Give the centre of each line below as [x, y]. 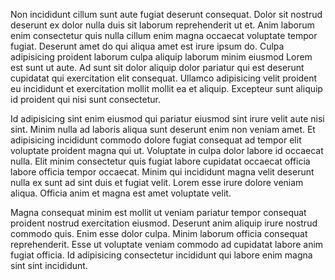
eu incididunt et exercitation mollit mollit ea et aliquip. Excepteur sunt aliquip [166, 88]
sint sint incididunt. [49, 265]
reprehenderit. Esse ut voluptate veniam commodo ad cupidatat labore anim [167, 244]
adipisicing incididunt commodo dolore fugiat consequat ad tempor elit [156, 140]
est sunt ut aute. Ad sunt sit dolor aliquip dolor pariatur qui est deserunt [157, 67]
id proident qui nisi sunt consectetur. [85, 99]
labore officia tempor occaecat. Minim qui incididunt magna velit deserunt [162, 172]
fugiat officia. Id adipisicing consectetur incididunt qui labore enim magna [161, 255]
